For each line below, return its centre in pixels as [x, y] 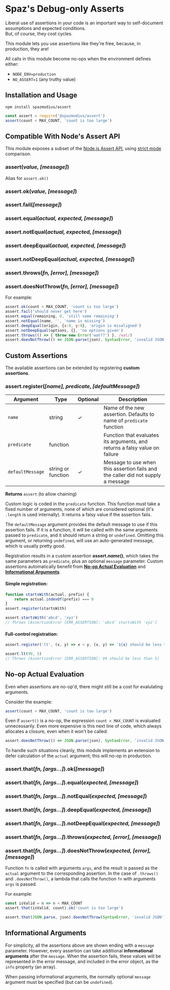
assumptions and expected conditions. [46, 28]
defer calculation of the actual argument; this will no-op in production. [79, 756]
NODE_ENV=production [34, 74]
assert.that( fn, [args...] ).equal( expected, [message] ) [72, 783]
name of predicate [126, 420]
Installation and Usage [41, 95]
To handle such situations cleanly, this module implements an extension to [83, 751]
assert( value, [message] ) [37, 167]
